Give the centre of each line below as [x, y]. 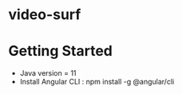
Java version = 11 [48, 73]
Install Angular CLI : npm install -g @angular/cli [97, 82]
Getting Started [61, 51]
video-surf [45, 15]
